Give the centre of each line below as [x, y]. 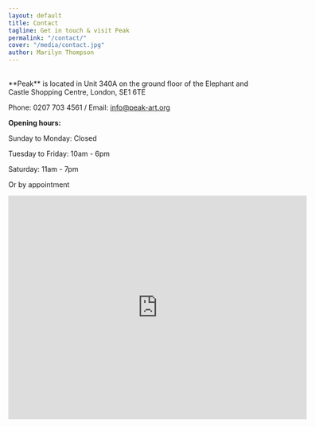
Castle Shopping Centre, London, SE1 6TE [77, 92]
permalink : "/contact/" [48, 38]
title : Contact [33, 23]
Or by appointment [39, 184]
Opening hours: [35, 123]
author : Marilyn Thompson [51, 52]
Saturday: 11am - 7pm [43, 169]
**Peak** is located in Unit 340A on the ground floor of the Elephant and [128, 83]
